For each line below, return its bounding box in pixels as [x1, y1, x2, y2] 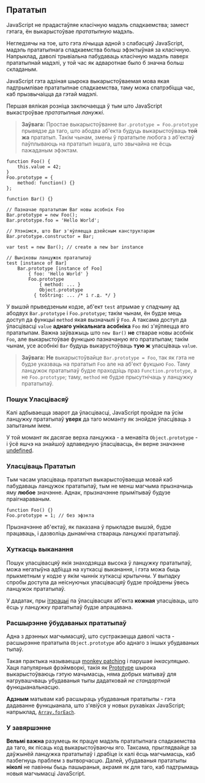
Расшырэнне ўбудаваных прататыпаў [6, 618, 127, 627]
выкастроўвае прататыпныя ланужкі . [6, 108, 105, 116]
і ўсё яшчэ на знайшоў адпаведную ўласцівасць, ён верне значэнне [6, 440, 185, 448]
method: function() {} [17, 180, 75, 186]
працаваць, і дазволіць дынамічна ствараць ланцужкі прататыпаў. [6, 530, 181, 537]
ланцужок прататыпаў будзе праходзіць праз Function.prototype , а [21, 366, 197, 374]
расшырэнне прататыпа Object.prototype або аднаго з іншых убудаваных [6, 639, 199, 646]
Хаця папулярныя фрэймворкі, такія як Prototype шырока [6, 664, 156, 671]
